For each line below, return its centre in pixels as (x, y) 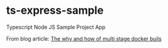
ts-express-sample (55, 10)
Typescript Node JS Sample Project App (56, 27)
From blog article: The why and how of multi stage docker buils (84, 38)
